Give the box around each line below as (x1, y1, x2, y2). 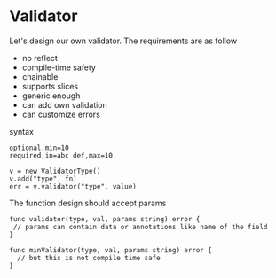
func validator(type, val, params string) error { (9, 214, 201, 223)
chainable (21, 71, 59, 81)
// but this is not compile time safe (17, 253, 162, 262)
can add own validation (21, 99, 108, 110)
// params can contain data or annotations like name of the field (12, 222, 268, 231)
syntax (9, 126, 34, 136)
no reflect (21, 52, 58, 63)
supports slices (21, 81, 78, 91)
